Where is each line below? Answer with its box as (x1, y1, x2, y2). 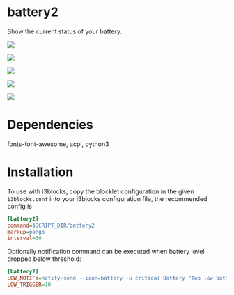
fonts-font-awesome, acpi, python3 (7, 140, 109, 148)
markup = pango (7, 228, 45, 235)
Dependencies (7, 117, 93, 133)
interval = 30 (7, 234, 42, 242)
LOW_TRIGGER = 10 (7, 281, 52, 289)
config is (7, 202, 33, 210)
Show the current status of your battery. (7, 27, 123, 35)
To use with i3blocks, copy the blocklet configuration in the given (7, 187, 195, 196)
